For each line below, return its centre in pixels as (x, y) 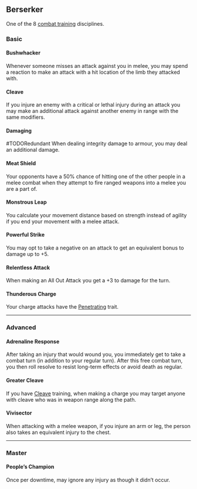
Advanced (21, 327)
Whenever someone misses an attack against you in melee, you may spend (97, 66)
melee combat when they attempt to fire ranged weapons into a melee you (96, 182)
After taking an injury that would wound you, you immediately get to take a (96, 354)
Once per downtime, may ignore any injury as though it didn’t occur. (88, 480)
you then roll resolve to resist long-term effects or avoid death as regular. (94, 367)
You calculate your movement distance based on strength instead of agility (96, 215)
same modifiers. (26, 117)
